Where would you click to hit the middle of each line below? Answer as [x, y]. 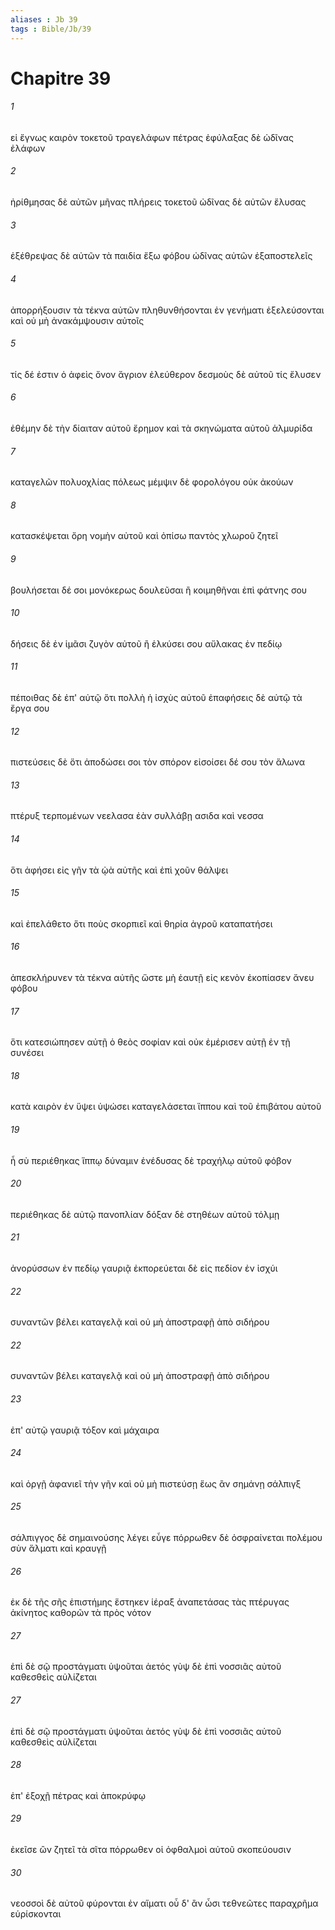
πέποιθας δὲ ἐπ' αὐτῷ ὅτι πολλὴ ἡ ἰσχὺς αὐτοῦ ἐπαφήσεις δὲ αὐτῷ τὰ [156, 697]
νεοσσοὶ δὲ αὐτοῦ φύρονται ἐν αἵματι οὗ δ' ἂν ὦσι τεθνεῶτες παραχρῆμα [164, 1903]
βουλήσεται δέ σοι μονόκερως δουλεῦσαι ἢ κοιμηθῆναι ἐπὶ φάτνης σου [159, 590]
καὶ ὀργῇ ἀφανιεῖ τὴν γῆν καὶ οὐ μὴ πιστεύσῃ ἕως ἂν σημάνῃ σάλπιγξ [156, 1483]
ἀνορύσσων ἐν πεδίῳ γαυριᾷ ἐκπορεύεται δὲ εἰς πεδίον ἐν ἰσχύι [144, 1268]
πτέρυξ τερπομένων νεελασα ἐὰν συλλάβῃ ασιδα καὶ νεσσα [137, 816]
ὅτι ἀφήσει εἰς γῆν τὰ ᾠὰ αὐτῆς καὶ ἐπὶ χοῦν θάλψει [119, 870]
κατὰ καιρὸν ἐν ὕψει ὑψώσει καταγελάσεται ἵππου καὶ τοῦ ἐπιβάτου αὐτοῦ [166, 1107]
